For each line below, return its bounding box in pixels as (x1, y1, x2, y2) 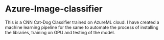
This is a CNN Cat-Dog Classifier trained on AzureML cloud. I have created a (5, 19, 160, 25)
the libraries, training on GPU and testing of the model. (5, 29, 115, 35)
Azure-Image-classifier (5, 3, 103, 14)
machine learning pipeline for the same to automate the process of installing (5, 24, 159, 30)
